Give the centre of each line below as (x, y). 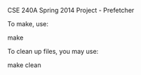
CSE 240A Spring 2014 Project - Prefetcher (71, 10)
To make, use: (28, 24)
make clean (24, 65)
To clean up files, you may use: (53, 51)
